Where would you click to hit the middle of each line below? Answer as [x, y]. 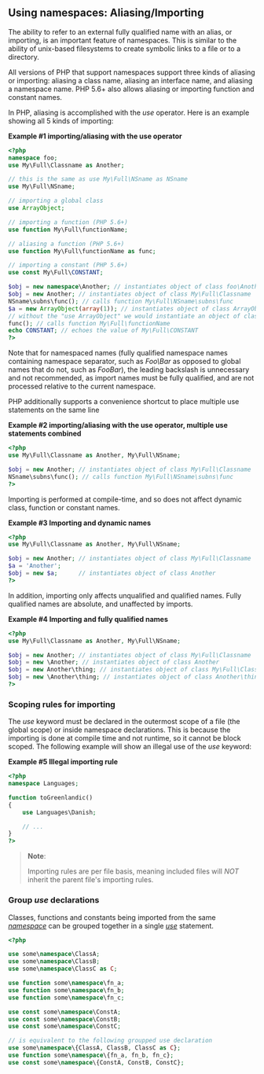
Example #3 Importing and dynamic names [80, 523]
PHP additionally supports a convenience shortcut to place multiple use [124, 402]
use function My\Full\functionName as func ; [82, 251]
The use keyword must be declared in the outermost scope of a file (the [125, 722]
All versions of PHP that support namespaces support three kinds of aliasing [132, 72]
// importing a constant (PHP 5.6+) [68, 265]
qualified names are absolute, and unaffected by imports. [101, 604]
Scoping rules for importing [62, 704]
